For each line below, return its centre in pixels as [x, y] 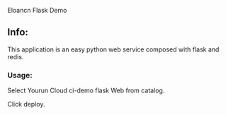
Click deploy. [26, 104]
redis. [16, 56]
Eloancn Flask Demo [37, 10]
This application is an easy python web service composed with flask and [113, 49]
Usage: [20, 75]
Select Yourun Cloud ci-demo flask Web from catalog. [86, 90]
